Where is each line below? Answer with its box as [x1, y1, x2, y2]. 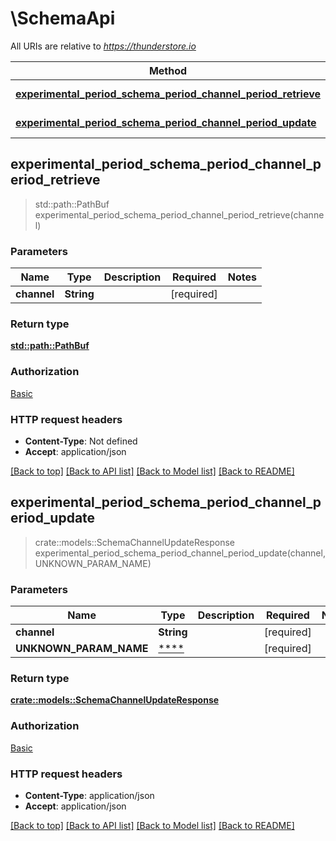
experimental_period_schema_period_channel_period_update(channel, [34, 547, 326, 559]
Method [148, 63, 188, 77]
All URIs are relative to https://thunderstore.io [10, 40, 197, 52]
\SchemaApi [10, 7, 116, 30]
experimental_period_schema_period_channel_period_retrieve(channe [34, 208, 325, 221]
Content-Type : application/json [24, 789, 155, 801]
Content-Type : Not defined [24, 435, 138, 447]
